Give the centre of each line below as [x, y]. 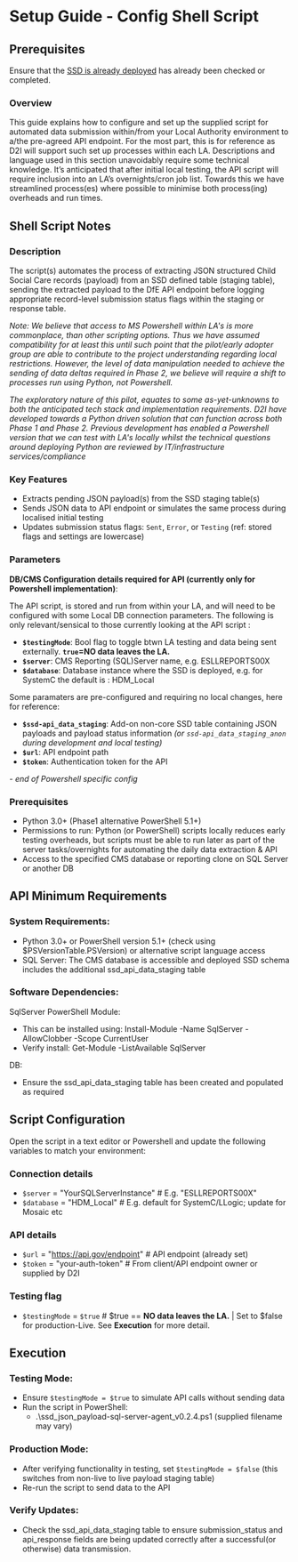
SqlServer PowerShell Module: [65, 1011]
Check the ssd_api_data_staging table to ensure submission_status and [152, 1530]
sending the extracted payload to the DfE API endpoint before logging [137, 289]
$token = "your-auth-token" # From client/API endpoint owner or [140, 1264]
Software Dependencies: [64, 992]
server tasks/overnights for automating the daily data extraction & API [150, 849]
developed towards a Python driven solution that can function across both [146, 418]
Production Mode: [49, 1449]
